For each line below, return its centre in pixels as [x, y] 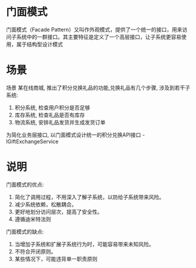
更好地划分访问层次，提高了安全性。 [59, 211]
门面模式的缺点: [25, 231]
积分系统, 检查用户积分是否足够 [52, 107]
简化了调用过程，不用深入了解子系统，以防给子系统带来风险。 [89, 197]
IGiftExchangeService [32, 141]
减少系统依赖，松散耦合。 [46, 204]
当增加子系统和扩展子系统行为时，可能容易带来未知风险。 [84, 244]
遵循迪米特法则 [33, 219]
